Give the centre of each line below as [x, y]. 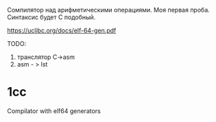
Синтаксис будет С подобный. [51, 17]
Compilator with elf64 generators [54, 111]
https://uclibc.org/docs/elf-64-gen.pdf [62, 30]
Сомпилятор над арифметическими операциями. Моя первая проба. [109, 10]
